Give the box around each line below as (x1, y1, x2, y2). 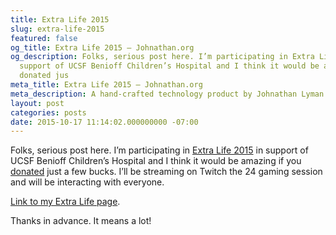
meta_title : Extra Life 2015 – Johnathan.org (10, 80, 203, 90)
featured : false (10, 33, 78, 43)
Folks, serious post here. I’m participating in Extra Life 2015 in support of (10, 144, 309, 156)
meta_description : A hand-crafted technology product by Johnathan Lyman (10, 89, 325, 99)
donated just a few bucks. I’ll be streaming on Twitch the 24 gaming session (10, 166, 323, 178)
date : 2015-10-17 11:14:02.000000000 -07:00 (10, 117, 199, 127)
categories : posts (10, 107, 87, 118)
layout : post (10, 98, 65, 108)
